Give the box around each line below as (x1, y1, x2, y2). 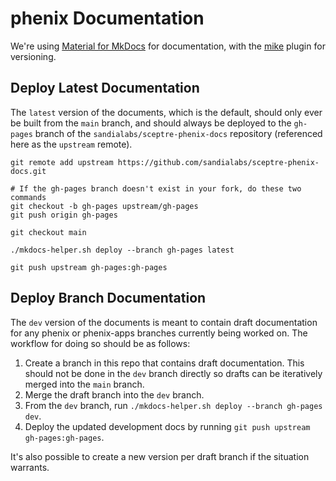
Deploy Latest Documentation (10, 80, 200, 97)
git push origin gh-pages (10, 210, 118, 220)
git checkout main (10, 227, 87, 237)
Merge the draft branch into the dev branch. (24, 388, 205, 401)
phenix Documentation (10, 7, 205, 30)
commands (10, 192, 47, 202)
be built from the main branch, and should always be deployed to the (10, 117, 292, 129)
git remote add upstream (10, 157, 114, 167)
